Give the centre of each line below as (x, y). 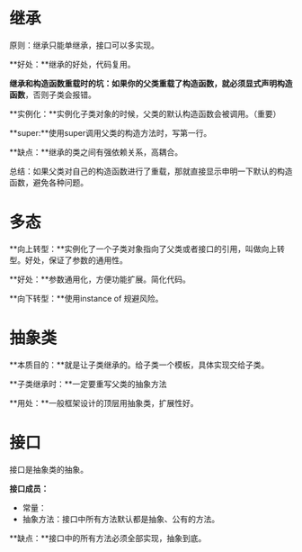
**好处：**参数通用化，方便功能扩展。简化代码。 (100, 279)
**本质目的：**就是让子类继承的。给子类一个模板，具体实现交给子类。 (139, 365)
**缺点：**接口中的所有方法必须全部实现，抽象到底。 (108, 538)
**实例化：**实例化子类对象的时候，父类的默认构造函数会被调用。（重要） (145, 113)
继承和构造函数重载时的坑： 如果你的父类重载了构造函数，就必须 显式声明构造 (151, 83)
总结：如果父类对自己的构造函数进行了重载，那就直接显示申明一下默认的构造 (151, 171)
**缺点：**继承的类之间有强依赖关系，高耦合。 (96, 152)
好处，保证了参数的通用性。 (76, 260)
